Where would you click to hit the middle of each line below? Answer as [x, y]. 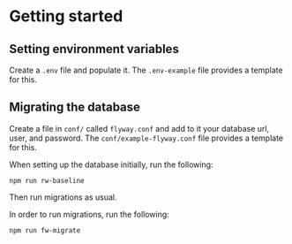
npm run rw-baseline [47, 180]
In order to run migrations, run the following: [89, 214]
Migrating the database [75, 107]
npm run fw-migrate [45, 230]
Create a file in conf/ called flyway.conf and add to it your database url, [139, 128]
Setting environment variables [94, 49]
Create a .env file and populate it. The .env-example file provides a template [146, 70]
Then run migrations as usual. [63, 197]
